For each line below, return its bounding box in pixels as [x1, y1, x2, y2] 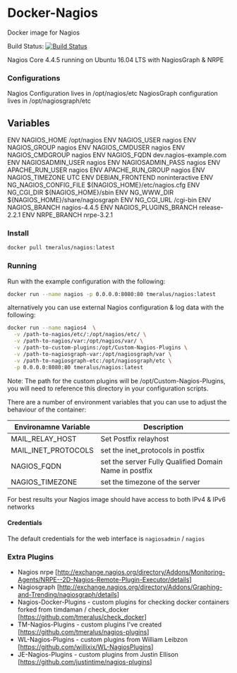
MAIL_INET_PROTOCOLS [11, 445, 94, 455]
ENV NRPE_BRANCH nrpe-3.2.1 [22, 211, 114, 219]
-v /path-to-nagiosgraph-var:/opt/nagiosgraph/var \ [13, 350, 172, 357]
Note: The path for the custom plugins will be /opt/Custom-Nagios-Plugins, [7, 376, 226, 385]
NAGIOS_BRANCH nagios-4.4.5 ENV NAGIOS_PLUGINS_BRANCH [7, 203, 197, 212]
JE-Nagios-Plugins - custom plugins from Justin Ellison [17, 650, 178, 659]
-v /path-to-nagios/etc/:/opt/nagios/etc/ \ [13, 331, 147, 338]
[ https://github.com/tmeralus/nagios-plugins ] [17, 628, 150, 636]
